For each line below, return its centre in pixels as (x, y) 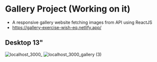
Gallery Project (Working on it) (68, 9)
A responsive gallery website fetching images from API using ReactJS (82, 22)
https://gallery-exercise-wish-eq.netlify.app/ (57, 27)
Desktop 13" (24, 43)
